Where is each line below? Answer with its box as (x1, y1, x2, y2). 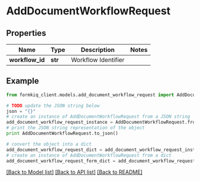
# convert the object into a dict (6, 141, 92, 147)
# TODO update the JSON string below (6, 103, 100, 109)
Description (80, 46, 115, 54)
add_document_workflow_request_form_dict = (6, 158, 116, 164)
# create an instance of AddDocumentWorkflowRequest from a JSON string (6, 113, 190, 120)
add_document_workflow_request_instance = (6, 119, 113, 125)
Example (6, 76, 39, 86)
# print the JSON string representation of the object (6, 125, 145, 131)
